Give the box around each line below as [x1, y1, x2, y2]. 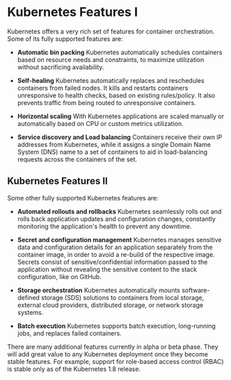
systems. [17, 308, 44, 317]
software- [182, 286, 210, 294]
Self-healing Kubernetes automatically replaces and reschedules [17, 76, 205, 84]
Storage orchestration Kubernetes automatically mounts [17, 286, 181, 294]
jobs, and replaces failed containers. [17, 328, 122, 338]
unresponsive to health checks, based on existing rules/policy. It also [17, 91, 216, 100]
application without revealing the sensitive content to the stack [17, 265, 197, 274]
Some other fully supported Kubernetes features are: [7, 193, 159, 202]
